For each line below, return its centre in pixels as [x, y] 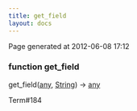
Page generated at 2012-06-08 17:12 [69, 46]
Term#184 [25, 100]
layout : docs [30, 23]
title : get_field [37, 16]
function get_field [44, 67]
